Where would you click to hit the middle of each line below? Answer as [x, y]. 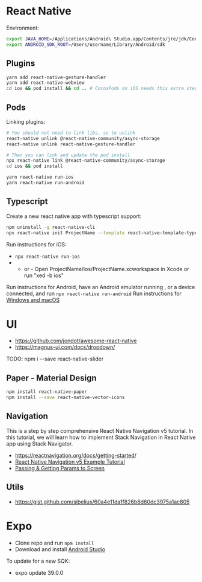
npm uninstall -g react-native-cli [51, 227]
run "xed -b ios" [44, 275]
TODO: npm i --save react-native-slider [55, 359]
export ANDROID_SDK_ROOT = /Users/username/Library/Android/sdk [86, 44]
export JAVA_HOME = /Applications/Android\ [59, 39]
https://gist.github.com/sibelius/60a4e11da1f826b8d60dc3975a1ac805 [102, 502]
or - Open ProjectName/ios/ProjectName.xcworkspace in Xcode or [106, 269]
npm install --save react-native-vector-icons [66, 398]
